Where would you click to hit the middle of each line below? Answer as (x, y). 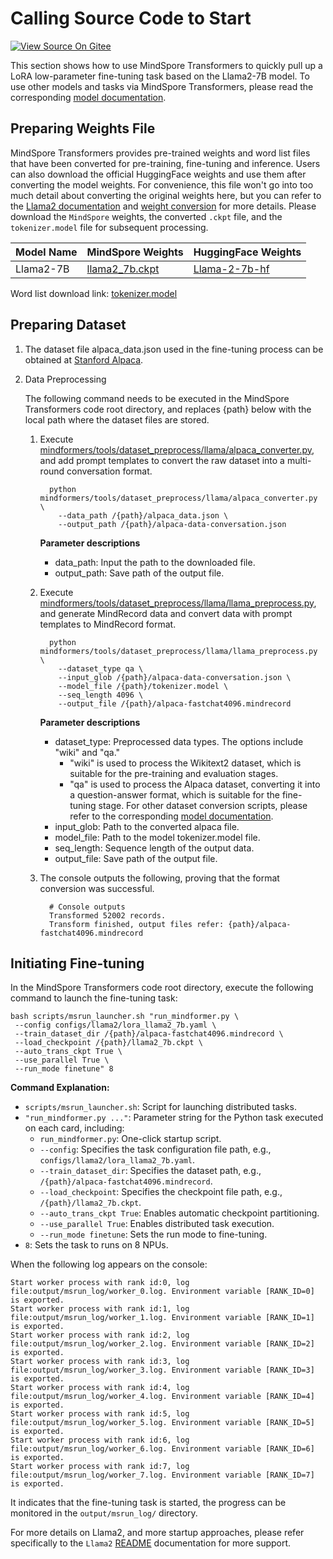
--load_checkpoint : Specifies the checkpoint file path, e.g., (161, 1192)
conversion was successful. (97, 888)
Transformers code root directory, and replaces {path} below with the (168, 409)
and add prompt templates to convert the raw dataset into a (162, 460)
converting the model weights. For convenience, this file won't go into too (162, 184)
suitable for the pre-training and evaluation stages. (174, 773)
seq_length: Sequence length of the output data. (154, 848)
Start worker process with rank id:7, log (100, 1467)
